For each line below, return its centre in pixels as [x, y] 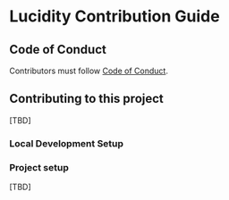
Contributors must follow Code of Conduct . [89, 71]
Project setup [39, 167]
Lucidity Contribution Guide [115, 17]
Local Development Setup [66, 143]
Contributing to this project [86, 99]
